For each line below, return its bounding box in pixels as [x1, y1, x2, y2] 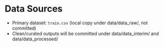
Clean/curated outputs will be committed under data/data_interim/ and [12, 30, 159, 36]
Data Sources [5, 3, 63, 15]
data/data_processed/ [12, 36, 59, 42]
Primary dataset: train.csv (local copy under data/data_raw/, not [12, 20, 148, 26]
